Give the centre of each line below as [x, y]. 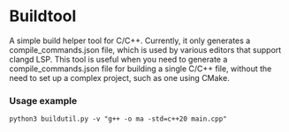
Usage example [43, 100]
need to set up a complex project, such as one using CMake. [119, 77]
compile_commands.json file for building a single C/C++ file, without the [141, 69]
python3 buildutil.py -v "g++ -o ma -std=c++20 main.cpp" [118, 119]
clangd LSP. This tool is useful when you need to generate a [118, 59]
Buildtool [43, 16]
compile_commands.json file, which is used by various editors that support [145, 49]
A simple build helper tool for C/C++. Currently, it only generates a [130, 40]
